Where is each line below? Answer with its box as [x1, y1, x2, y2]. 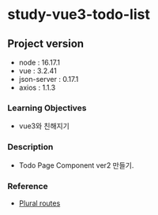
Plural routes [18, 198, 61, 208]
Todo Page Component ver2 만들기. [18, 160, 134, 170]
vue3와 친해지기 [18, 121, 70, 131]
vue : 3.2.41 [18, 66, 57, 76]
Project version [7, 37, 85, 50]
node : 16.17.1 [18, 57, 61, 67]
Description [7, 142, 54, 153]
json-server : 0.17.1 [18, 75, 79, 83]
